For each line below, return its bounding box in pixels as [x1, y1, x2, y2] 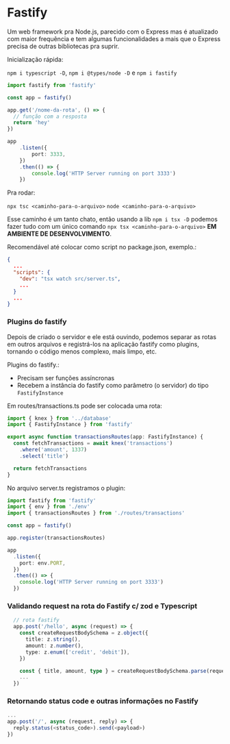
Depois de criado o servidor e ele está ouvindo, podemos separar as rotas [7, 332, 217, 340]
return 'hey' [13, 119, 51, 126]
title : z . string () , [25, 636, 81, 643]
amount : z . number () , [25, 642, 84, 649]
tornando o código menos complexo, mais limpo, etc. [7, 347, 157, 356]
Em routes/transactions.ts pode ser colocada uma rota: [7, 401, 162, 410]
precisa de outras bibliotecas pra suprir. [7, 42, 120, 50]
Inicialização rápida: [7, 55, 64, 63]
